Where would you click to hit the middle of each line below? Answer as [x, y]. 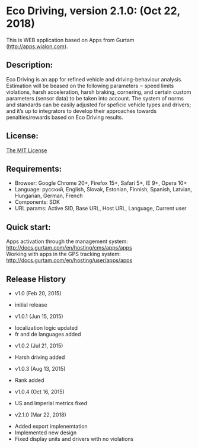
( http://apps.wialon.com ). [37, 46]
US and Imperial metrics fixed [51, 403]
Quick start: [29, 227]
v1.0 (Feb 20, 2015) [38, 293]
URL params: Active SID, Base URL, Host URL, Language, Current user [100, 209]
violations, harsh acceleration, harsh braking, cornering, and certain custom [99, 92]
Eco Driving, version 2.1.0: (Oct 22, [93, 11]
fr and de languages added [48, 334]
